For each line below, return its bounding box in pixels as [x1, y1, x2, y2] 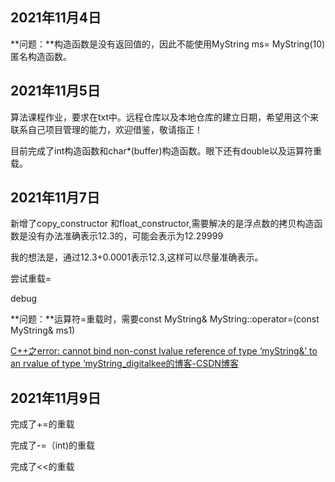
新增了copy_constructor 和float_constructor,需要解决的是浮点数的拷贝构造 [10, 218, 315, 230]
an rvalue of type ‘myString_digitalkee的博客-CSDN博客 [10, 358, 239, 370]
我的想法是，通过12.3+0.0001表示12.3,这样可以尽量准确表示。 [10, 251, 264, 263]
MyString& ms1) [10, 324, 76, 337]
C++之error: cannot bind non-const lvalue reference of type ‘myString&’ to [10, 345, 318, 357]
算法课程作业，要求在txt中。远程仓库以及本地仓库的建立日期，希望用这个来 [10, 111, 320, 123]
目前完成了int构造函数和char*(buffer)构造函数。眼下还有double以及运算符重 [10, 144, 322, 157]
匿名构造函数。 [10, 50, 72, 62]
